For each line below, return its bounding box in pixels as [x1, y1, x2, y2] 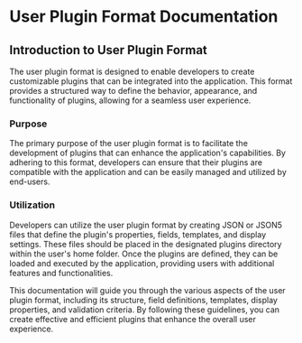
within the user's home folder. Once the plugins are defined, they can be [9, 248, 279, 259]
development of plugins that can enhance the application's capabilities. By [9, 147, 287, 159]
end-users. [9, 176, 50, 187]
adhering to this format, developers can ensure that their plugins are [9, 157, 263, 168]
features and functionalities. [9, 267, 114, 278]
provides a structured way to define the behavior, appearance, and [9, 86, 258, 96]
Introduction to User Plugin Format [9, 42, 207, 58]
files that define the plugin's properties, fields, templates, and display [9, 228, 267, 240]
